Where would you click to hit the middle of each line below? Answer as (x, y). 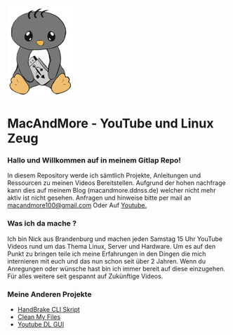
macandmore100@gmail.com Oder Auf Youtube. (77, 205)
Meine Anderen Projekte (49, 294)
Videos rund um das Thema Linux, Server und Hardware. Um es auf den (112, 246)
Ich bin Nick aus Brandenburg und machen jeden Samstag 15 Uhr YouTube (115, 239)
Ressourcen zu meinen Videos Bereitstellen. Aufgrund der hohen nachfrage (116, 183)
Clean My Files (39, 317)
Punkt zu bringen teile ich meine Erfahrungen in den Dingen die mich (107, 254)
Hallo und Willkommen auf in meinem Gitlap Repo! (94, 160)
